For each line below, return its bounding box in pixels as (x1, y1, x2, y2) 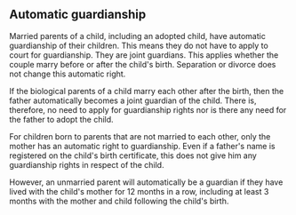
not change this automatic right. (9, 68, 126, 79)
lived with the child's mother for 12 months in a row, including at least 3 (9, 186, 269, 196)
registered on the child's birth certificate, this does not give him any (9, 150, 258, 161)
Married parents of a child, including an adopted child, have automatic (9, 30, 267, 41)
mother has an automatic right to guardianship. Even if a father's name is (9, 140, 276, 151)
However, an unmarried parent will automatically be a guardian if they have (9, 177, 284, 187)
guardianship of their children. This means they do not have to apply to (9, 40, 268, 51)
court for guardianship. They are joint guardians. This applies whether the (9, 49, 279, 60)
